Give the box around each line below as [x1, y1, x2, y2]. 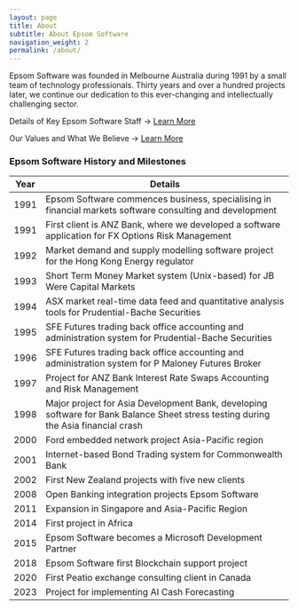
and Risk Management [45, 383, 139, 395]
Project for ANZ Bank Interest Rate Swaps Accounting [45, 372, 269, 384]
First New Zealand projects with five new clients [45, 474, 246, 487]
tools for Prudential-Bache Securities [45, 306, 201, 319]
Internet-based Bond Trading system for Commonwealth [45, 448, 283, 461]
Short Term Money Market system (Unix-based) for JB [45, 270, 275, 282]
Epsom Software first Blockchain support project [45, 557, 248, 569]
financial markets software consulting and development [45, 204, 278, 217]
